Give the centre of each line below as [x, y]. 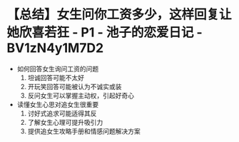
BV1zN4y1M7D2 [55, 48]
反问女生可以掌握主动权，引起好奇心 [81, 95]
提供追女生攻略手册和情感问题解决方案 [84, 131]
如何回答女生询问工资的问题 [58, 69]
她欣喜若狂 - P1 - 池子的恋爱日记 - [105, 32]
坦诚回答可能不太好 [56, 77]
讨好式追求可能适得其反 [62, 113]
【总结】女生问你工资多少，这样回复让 [119, 15]
